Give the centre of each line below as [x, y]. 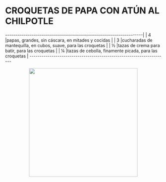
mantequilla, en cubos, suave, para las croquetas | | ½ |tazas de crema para [83, 45]
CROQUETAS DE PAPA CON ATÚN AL [83, 11]
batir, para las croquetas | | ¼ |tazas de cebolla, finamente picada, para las [81, 51]
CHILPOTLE [29, 21]
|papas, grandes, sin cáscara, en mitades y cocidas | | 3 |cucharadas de [79, 40]
